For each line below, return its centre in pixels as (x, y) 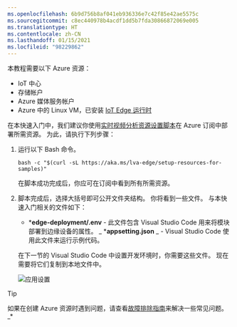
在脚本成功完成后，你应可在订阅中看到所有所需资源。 (96, 183)
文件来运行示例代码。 (72, 240)
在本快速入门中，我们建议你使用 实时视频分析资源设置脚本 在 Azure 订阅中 (115, 125)
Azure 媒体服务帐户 (46, 101)
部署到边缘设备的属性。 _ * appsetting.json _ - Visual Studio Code (125, 231)
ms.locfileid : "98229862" (46, 47)
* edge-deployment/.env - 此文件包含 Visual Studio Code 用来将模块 (129, 222)
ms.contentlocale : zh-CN (44, 34)
